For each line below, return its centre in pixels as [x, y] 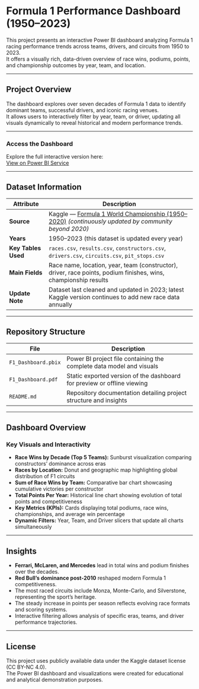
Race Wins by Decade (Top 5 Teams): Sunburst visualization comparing [103, 457]
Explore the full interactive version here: [55, 157]
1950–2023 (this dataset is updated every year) [116, 238]
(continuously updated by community [120, 221]
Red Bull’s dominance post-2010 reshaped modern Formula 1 [90, 578]
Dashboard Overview [46, 428]
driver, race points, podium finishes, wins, [106, 273]
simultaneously [33, 527]
